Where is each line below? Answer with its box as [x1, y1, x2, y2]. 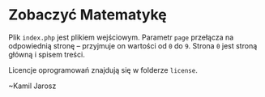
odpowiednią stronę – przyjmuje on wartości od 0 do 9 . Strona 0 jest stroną [8, 40, 258, 50]
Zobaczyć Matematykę [8, 6, 168, 24]
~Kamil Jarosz [8, 81, 57, 91]
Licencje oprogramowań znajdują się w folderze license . [8, 65, 199, 74]
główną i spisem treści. [8, 49, 85, 59]
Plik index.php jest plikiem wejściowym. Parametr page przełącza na [8, 32, 234, 42]
